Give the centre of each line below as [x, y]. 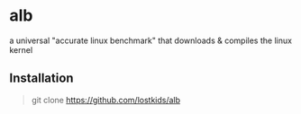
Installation [41, 79]
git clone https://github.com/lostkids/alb [106, 100]
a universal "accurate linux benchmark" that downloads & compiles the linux [151, 40]
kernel [21, 49]
